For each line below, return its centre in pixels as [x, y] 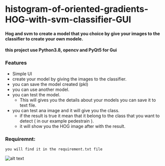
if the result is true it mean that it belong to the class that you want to [90, 116]
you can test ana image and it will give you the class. [66, 110]
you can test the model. [36, 94]
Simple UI [22, 74]
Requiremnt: [20, 139]
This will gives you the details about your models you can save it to [88, 100]
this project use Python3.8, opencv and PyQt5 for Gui [61, 50]
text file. [28, 105]
